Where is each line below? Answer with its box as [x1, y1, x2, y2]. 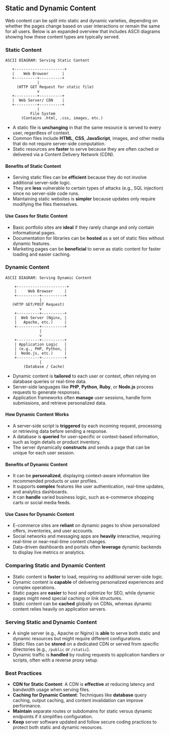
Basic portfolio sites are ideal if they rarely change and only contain [12, 224, 154, 230]
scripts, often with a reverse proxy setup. [12, 657, 99, 663]
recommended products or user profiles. [12, 478, 98, 484]
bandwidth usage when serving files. [12, 687, 90, 693]
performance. [12, 703, 42, 709]
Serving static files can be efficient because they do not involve [12, 174, 147, 181]
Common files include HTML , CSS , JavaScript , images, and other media [12, 135, 164, 142]
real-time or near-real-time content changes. [12, 539, 107, 545]
